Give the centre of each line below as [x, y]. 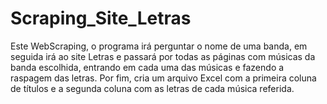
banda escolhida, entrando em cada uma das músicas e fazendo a [147, 67]
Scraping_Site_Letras [101, 18]
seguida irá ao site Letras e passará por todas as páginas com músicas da [163, 56]
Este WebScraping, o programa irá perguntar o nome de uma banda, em [159, 46]
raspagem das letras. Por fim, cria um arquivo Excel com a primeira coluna [163, 78]
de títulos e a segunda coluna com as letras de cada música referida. [152, 88]
